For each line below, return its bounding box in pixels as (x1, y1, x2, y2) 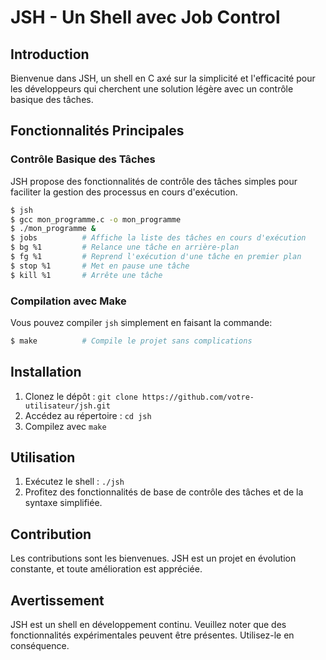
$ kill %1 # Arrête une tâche (10, 270, 163, 280)
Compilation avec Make (10, 294, 127, 308)
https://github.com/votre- (141, 392, 255, 402)
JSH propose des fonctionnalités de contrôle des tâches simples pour (10, 175, 298, 187)
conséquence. (10, 640, 70, 652)
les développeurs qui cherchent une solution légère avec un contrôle (10, 83, 294, 95)
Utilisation (10, 449, 76, 466)
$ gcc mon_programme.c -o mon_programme (10, 214, 182, 225)
